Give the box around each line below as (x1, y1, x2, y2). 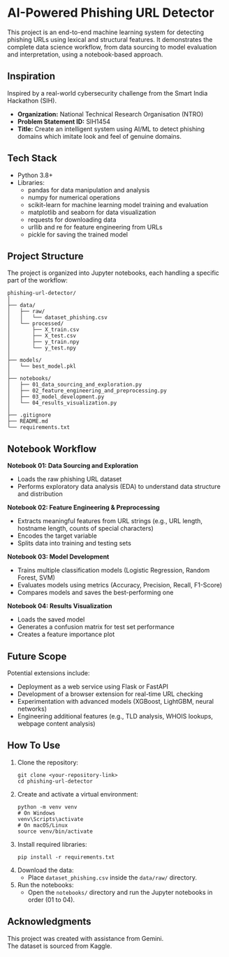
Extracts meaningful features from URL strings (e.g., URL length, (17, 517, 203, 525)
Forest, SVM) (17, 573, 56, 582)
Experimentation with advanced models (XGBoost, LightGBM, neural (17, 698, 214, 705)
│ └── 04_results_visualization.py (7, 400, 117, 407)
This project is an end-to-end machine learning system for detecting (7, 28, 205, 36)
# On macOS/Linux (17, 822, 68, 829)
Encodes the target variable (17, 532, 98, 540)
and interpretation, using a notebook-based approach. (7, 50, 163, 59)
